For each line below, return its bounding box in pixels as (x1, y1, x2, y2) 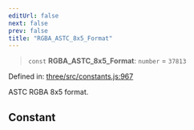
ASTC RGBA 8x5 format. (8, 87, 89, 97)
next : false (8, 19, 48, 27)
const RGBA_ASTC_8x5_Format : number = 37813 (27, 56, 187, 66)
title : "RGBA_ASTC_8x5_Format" (8, 34, 113, 43)
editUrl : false (8, 11, 59, 20)
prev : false (8, 26, 48, 35)
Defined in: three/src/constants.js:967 (8, 71, 134, 81)
